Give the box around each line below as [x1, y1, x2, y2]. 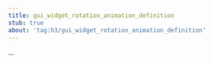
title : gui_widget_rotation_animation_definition [8, 11, 175, 20]
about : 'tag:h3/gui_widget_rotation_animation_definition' [8, 26, 207, 34]
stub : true [8, 19, 44, 27]
